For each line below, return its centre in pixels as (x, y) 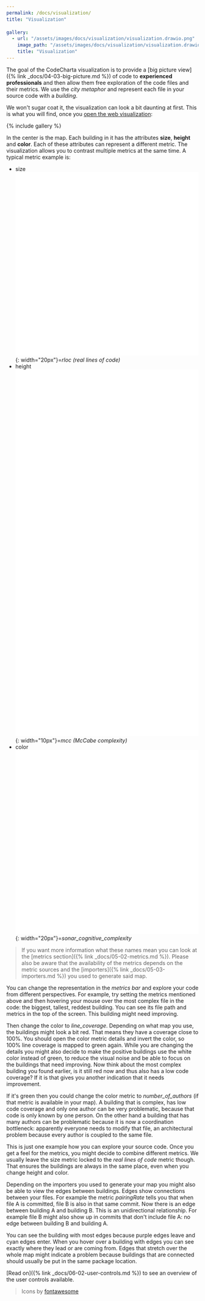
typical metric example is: (39, 157)
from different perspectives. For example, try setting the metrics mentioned (101, 994)
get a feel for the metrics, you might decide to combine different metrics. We (103, 1153)
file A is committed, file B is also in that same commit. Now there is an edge (101, 1204)
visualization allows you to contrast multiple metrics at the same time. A (96, 150)
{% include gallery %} (34, 126)
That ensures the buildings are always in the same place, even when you (98, 1166)
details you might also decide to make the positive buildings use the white (99, 1051)
